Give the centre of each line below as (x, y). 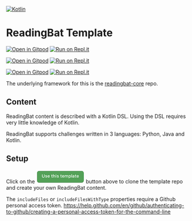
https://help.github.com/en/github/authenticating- (124, 205)
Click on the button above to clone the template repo (95, 181)
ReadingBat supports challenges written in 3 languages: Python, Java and (95, 134)
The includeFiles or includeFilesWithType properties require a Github (91, 199)
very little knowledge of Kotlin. (43, 122)
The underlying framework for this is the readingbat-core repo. (82, 83)
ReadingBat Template (60, 33)
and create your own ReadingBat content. (56, 187)
